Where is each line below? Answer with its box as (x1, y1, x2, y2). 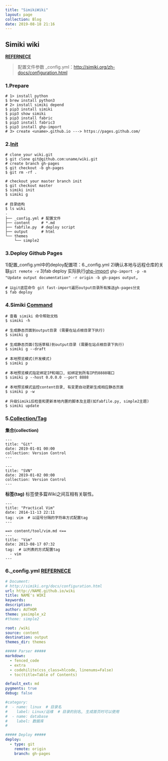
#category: (5, 700, 28, 705)
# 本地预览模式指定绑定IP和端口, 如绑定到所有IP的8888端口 (5, 370, 115, 376)
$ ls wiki (5, 206, 26, 211)
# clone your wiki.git (5, 152, 53, 157)
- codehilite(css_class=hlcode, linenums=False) (10, 667, 114, 673)
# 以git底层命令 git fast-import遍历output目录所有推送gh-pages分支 (5, 285, 140, 290)
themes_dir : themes (5, 639, 46, 645)
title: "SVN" (5, 468, 33, 473)
